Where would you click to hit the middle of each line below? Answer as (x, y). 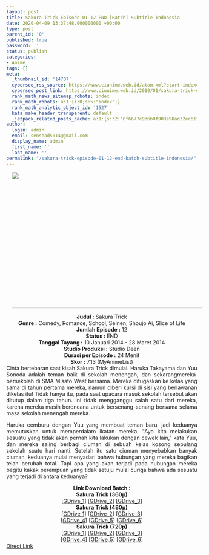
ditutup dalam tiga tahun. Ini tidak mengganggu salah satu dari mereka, (102, 401)
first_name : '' (31, 147)
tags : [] (17, 68)
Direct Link (20, 546)
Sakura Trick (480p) (102, 507)
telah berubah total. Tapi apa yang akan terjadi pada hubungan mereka (102, 464)
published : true (27, 40)
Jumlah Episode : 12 (102, 330)
